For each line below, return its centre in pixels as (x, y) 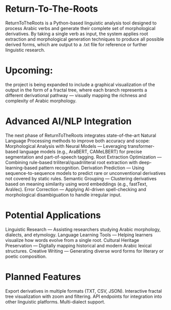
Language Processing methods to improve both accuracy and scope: (78, 141)
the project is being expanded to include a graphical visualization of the (80, 84)
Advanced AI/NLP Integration (68, 121)
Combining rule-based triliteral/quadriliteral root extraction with (72, 162)
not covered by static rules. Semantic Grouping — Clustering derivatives (81, 178)
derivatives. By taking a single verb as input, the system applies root (77, 34)
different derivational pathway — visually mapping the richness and (76, 95)
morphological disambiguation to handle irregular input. (63, 195)
